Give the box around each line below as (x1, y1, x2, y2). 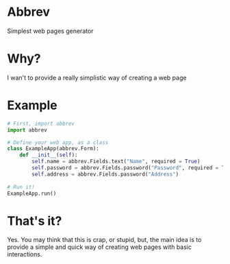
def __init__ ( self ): (19, 152, 78, 158)
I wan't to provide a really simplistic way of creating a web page (7, 73, 187, 82)
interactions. (7, 250, 42, 259)
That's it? (7, 213, 62, 228)
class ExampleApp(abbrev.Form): (7, 145, 99, 152)
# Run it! (7, 183, 36, 191)
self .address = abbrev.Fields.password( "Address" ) (31, 171, 179, 178)
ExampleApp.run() (7, 190, 57, 197)
